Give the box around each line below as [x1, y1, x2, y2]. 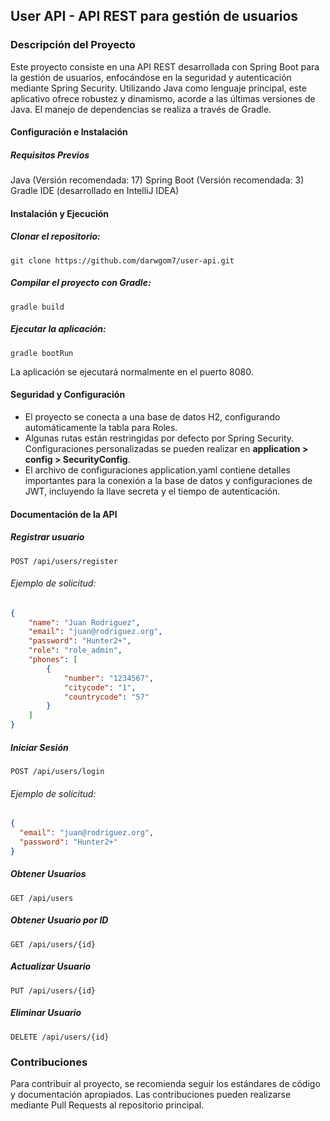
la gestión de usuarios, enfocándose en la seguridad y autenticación [10, 71, 292, 83]
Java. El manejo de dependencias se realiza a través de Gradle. [10, 103, 272, 115]
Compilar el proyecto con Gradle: [10, 277, 152, 289]
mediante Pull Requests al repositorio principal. [10, 1099, 205, 1111]
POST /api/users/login [10, 767, 105, 777]
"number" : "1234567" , [63, 673, 155, 683]
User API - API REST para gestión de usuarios [10, 8, 299, 25]
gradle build [10, 302, 65, 312]
